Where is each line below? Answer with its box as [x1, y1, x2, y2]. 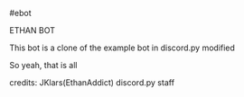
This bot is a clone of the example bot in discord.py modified [9, 42, 235, 53]
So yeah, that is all [9, 60, 78, 70]
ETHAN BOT [9, 25, 56, 35]
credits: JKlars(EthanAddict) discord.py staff [9, 77, 174, 88]
